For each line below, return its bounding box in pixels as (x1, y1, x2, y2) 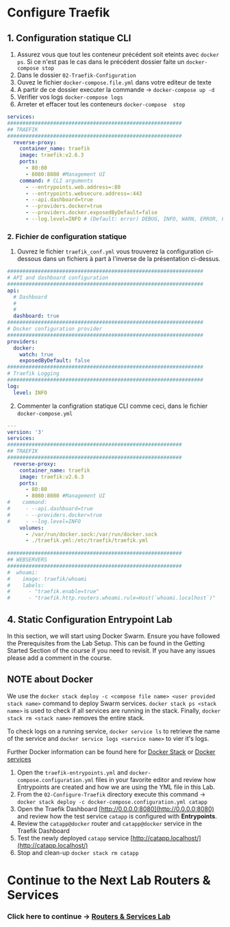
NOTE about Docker (7, 674, 94, 685)
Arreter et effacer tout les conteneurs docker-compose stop (16, 100, 186, 108)
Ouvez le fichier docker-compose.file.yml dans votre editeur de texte (16, 78, 212, 87)
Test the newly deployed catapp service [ (16, 834, 133, 842)
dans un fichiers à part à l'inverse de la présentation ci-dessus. (42, 255, 221, 263)
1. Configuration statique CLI (7, 32, 131, 44)
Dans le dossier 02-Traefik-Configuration (16, 71, 137, 79)
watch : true (19, 351, 53, 358)
